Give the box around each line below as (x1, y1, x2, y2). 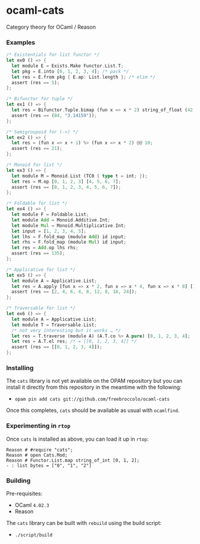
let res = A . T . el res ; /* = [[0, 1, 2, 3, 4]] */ (11, 339, 137, 345)
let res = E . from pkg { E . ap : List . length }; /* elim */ (11, 74, 156, 80)
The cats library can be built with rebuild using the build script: (6, 520, 162, 526)
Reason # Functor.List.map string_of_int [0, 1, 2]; (6, 457, 140, 463)
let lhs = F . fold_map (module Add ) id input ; (11, 233, 127, 239)
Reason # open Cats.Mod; (6, 452, 68, 458)
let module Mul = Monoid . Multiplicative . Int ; (11, 222, 127, 229)
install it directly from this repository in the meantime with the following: (6, 383, 182, 391)
